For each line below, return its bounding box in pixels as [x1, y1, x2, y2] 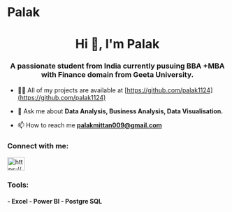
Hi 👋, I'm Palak [75, 36, 160, 52]
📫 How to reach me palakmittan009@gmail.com [17, 120, 162, 129]
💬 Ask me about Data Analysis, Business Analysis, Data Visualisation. [17, 106, 224, 115]
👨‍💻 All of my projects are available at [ [17, 85, 127, 94]
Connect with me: [7, 141, 69, 150]
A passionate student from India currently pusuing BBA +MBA [10, 61, 225, 71]
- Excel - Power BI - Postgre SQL [7, 197, 103, 206]
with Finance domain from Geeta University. [41, 70, 194, 80]
